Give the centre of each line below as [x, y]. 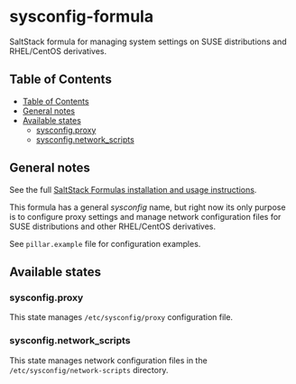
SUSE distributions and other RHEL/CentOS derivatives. [113, 226]
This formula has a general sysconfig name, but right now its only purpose [148, 207]
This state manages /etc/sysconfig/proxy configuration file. [121, 317]
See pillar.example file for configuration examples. [105, 243]
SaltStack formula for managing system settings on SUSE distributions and [148, 41]
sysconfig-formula [82, 17]
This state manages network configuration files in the [108, 360]
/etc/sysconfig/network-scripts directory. [89, 370]
